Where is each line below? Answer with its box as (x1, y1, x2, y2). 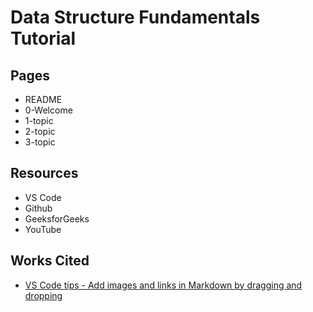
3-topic (24, 136, 56, 148)
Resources (10, 165, 79, 182)
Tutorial (10, 27, 77, 50)
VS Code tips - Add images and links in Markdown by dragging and (24, 279, 303, 291)
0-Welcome (24, 104, 73, 116)
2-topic (24, 126, 56, 137)
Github (24, 202, 53, 214)
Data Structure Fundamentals (10, 6, 261, 29)
